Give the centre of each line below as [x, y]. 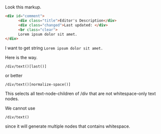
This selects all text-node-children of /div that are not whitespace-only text [80, 94]
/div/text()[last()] [26, 67]
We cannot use [20, 108]
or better [14, 76]
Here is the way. [21, 58]
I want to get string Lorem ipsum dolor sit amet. [54, 48]
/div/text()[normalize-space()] [38, 85]
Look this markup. [23, 7]
